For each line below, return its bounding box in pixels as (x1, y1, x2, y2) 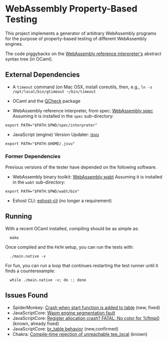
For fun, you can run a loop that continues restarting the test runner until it (5, 262, 158, 268)
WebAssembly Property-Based (5, 3, 138, 15)
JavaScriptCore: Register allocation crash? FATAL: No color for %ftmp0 (12, 315, 159, 321)
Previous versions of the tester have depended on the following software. (5, 164, 157, 170)
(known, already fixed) (12, 320, 59, 326)
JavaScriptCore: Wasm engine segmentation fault (12, 309, 115, 316)
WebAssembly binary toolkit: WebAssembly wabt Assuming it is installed (12, 174, 162, 180)
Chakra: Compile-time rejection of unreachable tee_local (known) (12, 331, 148, 337)
